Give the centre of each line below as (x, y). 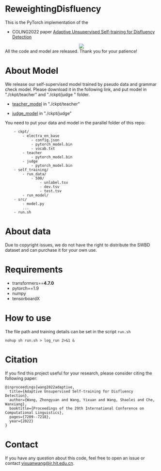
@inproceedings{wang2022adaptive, (40, 387)
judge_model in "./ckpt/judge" (42, 113)
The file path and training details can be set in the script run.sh (68, 331)
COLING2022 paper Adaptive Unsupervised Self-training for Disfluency (83, 32)
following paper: (21, 378)
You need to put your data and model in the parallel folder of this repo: (75, 123)
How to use (28, 318)
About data (28, 232)
